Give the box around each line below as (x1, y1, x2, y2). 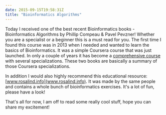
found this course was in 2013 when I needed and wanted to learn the (5, 42, 149, 48)
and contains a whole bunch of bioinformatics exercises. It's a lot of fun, (5, 83, 154, 89)
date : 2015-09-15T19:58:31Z (5, 7, 64, 13)
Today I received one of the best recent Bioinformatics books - (5, 26, 135, 32)
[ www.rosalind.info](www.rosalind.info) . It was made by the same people (5, 78, 156, 84)
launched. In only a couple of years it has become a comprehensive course (5, 52, 160, 58)
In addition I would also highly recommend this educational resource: (5, 73, 148, 79)
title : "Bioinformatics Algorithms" (5, 12, 82, 17)
